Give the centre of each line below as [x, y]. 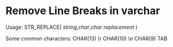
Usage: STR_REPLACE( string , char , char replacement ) [72, 27]
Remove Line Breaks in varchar [83, 11]
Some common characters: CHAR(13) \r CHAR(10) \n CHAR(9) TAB [86, 38]
